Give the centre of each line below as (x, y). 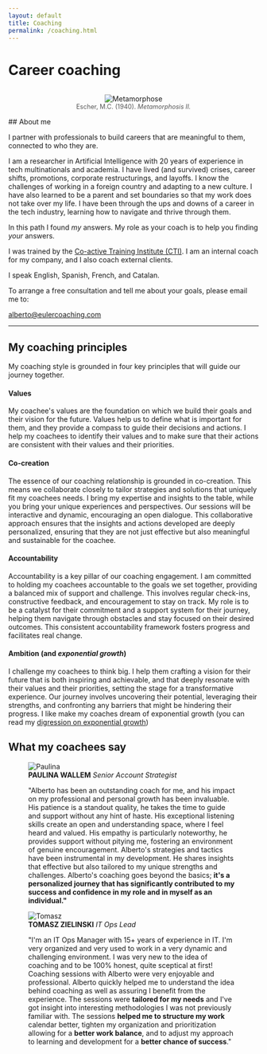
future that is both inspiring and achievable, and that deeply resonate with (129, 679)
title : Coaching (35, 23)
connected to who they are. (53, 146)
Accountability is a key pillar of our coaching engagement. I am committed (130, 576)
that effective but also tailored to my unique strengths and (123, 867)
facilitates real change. (46, 635)
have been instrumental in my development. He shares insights (131, 858)
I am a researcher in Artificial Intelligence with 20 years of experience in (126, 161)
